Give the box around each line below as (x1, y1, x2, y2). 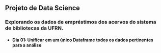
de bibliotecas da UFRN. (5, 25, 64, 31)
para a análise (12, 42, 42, 48)
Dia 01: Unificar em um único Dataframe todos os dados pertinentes (12, 37, 154, 43)
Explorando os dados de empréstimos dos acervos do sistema (5, 19, 157, 26)
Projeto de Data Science (5, 4, 80, 12)
